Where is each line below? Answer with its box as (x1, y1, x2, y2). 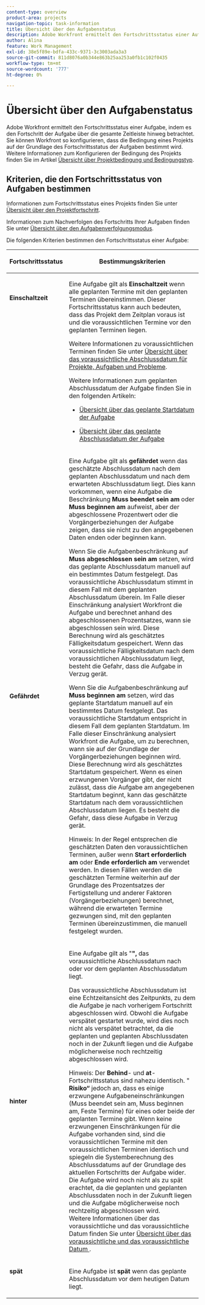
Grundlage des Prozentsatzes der (68, 881, 165, 889)
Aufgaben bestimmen (6, 183, 91, 194)
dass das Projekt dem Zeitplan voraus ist (68, 311, 185, 319)
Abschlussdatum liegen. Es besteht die (68, 806, 180, 814)
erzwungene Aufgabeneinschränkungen (68, 1092, 185, 1100)
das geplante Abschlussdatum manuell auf (68, 562, 191, 570)
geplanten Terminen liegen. (68, 326, 148, 334)
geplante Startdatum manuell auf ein (68, 699, 173, 707)
